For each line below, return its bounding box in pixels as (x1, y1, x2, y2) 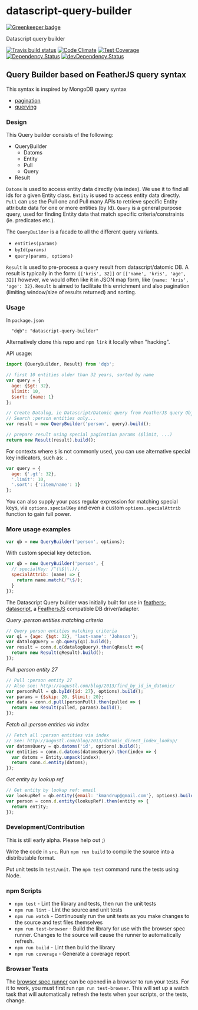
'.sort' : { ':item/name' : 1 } (11, 482, 81, 488)
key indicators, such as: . (6, 454, 68, 461)
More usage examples (6, 525, 71, 534)
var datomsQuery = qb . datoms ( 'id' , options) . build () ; (6, 743, 141, 749)
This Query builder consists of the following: (6, 131, 114, 139)
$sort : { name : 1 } (11, 394, 54, 400)
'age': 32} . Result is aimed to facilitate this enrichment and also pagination (6, 282, 190, 289)
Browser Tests (6, 965, 48, 973)
